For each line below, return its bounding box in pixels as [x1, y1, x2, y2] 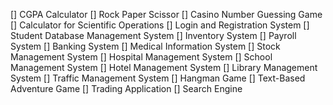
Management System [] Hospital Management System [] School [10, 51, 273, 63]
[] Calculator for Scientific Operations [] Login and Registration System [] [10, 19, 310, 31]
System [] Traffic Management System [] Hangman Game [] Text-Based [10, 72, 306, 84]
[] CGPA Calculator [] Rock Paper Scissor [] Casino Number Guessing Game [10, 9, 323, 20]
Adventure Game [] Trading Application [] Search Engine [10, 83, 243, 94]
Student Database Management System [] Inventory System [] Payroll [10, 30, 297, 41]
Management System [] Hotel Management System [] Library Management [10, 62, 318, 73]
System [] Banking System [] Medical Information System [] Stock [10, 40, 281, 52]
